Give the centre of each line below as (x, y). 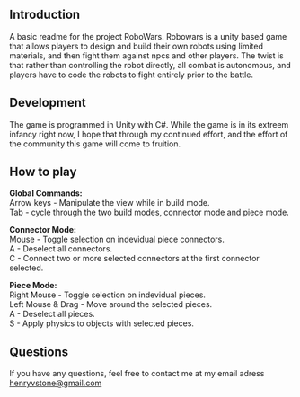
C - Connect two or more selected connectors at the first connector (135, 259)
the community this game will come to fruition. (95, 144)
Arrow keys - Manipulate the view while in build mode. (110, 203)
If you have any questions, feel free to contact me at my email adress (137, 374)
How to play (43, 172)
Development (48, 103)
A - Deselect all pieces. (53, 314)
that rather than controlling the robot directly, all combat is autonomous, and (150, 65)
